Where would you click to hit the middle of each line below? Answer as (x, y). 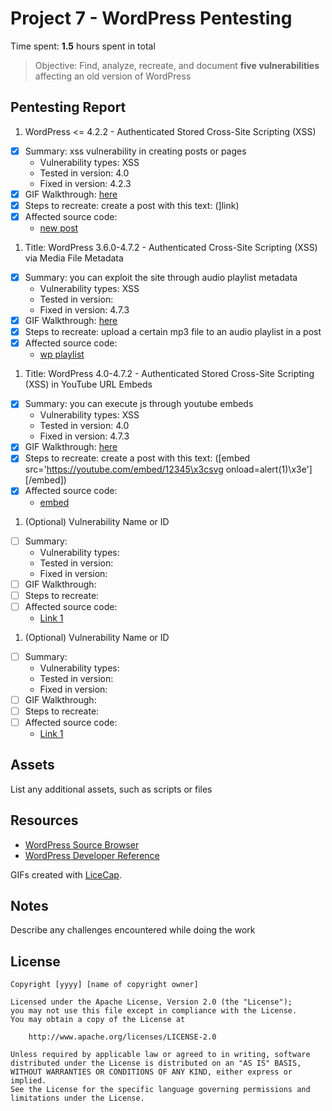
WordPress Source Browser (82, 844)
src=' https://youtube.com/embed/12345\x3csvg (124, 469)
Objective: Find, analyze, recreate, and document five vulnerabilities (177, 65)
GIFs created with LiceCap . (66, 874)
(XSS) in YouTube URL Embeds (88, 384)
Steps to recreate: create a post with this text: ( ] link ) (132, 205)
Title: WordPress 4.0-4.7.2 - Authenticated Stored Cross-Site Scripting (169, 374)
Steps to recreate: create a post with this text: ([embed (137, 458)
